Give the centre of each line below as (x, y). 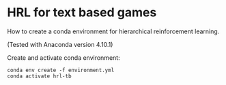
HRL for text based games (82, 13)
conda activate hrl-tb (39, 76)
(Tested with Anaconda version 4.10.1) (60, 44)
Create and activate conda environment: (64, 57)
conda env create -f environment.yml (61, 70)
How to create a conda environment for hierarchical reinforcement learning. (113, 31)
